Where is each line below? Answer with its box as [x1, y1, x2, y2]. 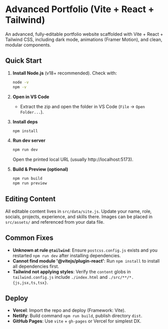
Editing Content [5, 195, 56, 203]
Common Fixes [5, 234, 54, 242]
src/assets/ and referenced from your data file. [5, 219, 105, 225]
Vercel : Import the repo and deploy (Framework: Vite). [12, 307, 126, 313]
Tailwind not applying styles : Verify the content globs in [12, 268, 131, 274]
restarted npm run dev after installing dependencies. [12, 252, 121, 259]
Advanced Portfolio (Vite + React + [5, 4, 154, 15]
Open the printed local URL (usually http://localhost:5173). [12, 156, 134, 162]
